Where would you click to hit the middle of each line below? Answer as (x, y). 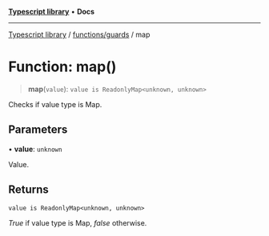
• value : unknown (35, 149)
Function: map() (62, 67)
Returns (29, 190)
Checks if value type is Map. (55, 104)
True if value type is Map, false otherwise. (78, 222)
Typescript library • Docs (51, 12)
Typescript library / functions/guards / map (79, 34)
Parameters (38, 130)
